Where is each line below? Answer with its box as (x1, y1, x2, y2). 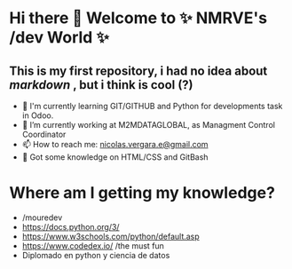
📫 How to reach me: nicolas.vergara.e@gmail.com (21, 139, 209, 149)
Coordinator (21, 129, 67, 139)
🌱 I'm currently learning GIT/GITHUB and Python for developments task (21, 101, 283, 111)
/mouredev (21, 212, 63, 223)
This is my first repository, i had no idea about (9, 63, 268, 78)
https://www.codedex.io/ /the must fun (21, 240, 164, 251)
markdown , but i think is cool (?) (9, 77, 193, 92)
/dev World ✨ (9, 28, 109, 48)
